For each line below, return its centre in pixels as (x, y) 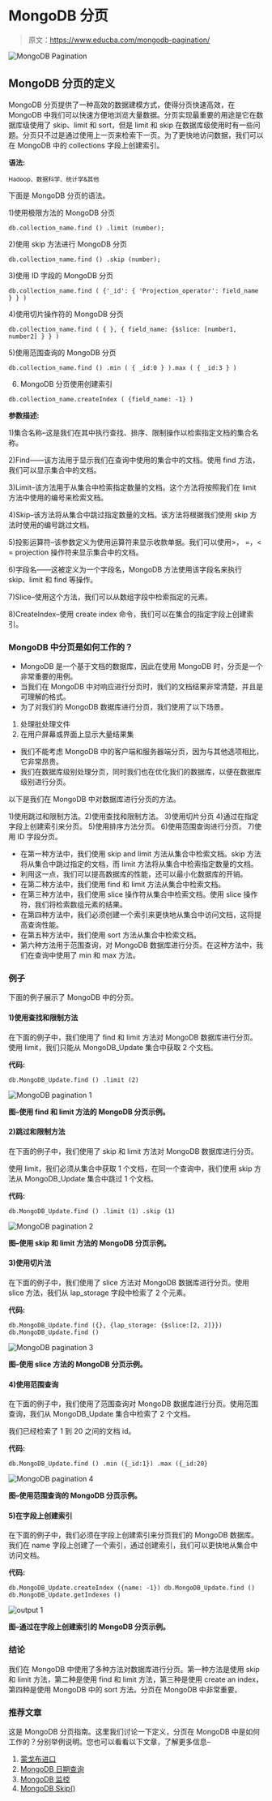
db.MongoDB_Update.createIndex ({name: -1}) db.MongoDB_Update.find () (132, 1588)
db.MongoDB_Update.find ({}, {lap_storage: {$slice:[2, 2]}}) (115, 1325)
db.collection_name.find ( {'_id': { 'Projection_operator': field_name (134, 291)
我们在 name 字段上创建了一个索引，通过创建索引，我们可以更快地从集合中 (133, 1546)
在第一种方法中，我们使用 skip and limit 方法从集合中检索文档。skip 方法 (140, 854)
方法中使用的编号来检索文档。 (58, 497)
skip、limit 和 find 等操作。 (53, 579)
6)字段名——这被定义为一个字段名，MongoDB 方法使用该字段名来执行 (125, 569)
